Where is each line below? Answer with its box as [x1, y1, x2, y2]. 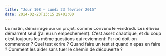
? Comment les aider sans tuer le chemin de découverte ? [5, 46, 123, 52]
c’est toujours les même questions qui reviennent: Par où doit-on [5, 35, 137, 42]
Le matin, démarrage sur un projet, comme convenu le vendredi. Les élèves [5, 25, 160, 31]
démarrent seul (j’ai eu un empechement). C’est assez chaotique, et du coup [5, 30, 161, 36]
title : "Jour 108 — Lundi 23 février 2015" [5, 7, 97, 12]
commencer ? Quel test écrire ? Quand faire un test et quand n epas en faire [5, 41, 161, 47]
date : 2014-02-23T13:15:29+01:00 [5, 12, 74, 17]
